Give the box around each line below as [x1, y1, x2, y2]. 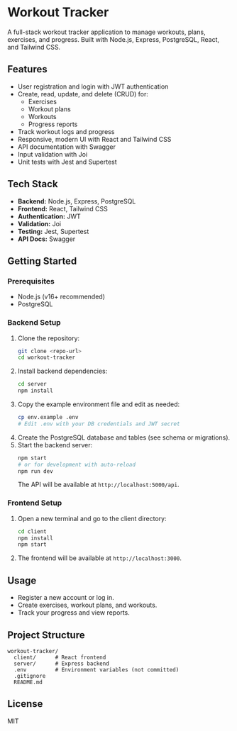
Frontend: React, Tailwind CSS [17, 204, 108, 213]
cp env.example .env [17, 414, 79, 421]
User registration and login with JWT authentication [17, 82, 169, 91]
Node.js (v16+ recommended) [17, 292, 105, 301]
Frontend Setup [7, 498, 62, 508]
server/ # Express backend [13, 660, 110, 667]
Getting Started [7, 255, 77, 267]
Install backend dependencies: [17, 367, 108, 376]
